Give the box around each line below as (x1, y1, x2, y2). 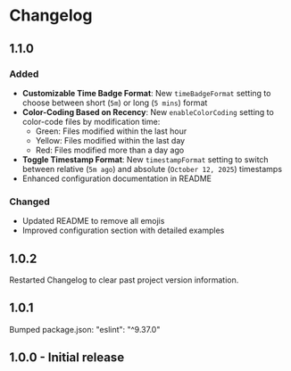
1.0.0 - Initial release (9, 350, 125, 366)
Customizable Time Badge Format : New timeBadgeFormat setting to (21, 87, 271, 98)
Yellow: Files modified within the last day (35, 135, 186, 145)
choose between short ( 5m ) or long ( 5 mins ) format (21, 97, 208, 108)
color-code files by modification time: (21, 116, 161, 127)
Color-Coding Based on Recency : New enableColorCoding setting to (21, 106, 274, 117)
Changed (9, 195, 51, 208)
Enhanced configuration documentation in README (21, 173, 212, 184)
